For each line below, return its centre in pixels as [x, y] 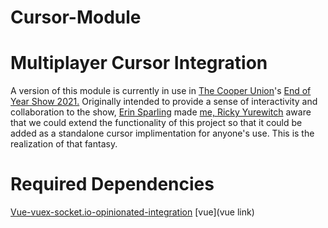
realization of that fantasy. [64, 144]
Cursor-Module [76, 17]
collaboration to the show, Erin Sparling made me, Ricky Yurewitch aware [161, 112]
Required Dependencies [112, 184]
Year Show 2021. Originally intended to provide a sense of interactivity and [164, 102]
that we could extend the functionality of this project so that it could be [156, 123]
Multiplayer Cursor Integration [139, 63]
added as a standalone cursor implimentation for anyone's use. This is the [162, 133]
